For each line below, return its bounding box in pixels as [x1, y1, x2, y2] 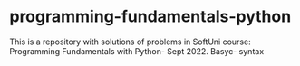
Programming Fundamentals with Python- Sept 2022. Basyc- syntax [9, 45, 265, 56]
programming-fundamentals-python [9, 6, 292, 27]
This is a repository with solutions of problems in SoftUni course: [9, 36, 251, 47]
